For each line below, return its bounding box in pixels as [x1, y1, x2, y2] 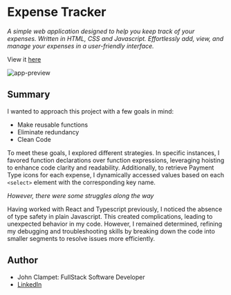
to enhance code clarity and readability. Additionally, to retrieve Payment [7, 163, 214, 172]
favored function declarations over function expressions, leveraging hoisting [7, 156, 225, 164]
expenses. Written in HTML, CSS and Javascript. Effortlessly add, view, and [7, 34, 224, 42]
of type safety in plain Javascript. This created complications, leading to [7, 212, 213, 220]
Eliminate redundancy [17, 127, 80, 136]
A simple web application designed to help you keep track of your [7, 27, 195, 35]
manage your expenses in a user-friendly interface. [7, 42, 154, 50]
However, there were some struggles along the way [7, 191, 154, 199]
